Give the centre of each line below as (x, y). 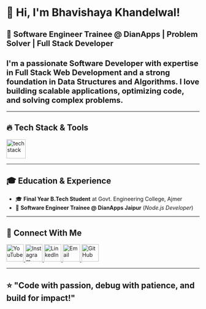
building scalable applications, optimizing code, (95, 91)
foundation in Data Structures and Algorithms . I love (103, 82)
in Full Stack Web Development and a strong (88, 73)
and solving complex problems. (65, 100)
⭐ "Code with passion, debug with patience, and (101, 285)
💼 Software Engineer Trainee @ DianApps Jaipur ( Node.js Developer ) (104, 208)
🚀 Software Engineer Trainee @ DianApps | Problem (102, 34)
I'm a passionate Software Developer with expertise (102, 63)
